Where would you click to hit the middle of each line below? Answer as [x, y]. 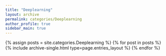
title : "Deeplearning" [29, 10]
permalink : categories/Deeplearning [44, 19]
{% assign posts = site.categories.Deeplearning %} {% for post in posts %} [83, 42]
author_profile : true [28, 24]
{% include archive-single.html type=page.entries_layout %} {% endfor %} [83, 48]
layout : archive [22, 14]
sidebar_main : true [26, 28]
